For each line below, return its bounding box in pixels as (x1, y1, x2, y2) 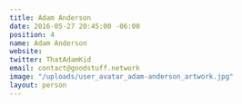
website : (9, 47, 43, 56)
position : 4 (9, 30, 55, 39)
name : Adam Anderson (9, 38, 88, 48)
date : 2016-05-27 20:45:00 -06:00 (9, 22, 141, 31)
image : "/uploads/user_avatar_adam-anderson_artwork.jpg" (9, 72, 234, 81)
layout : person (9, 80, 67, 90)
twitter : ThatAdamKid (9, 55, 92, 64)
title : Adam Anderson (9, 13, 92, 23)
